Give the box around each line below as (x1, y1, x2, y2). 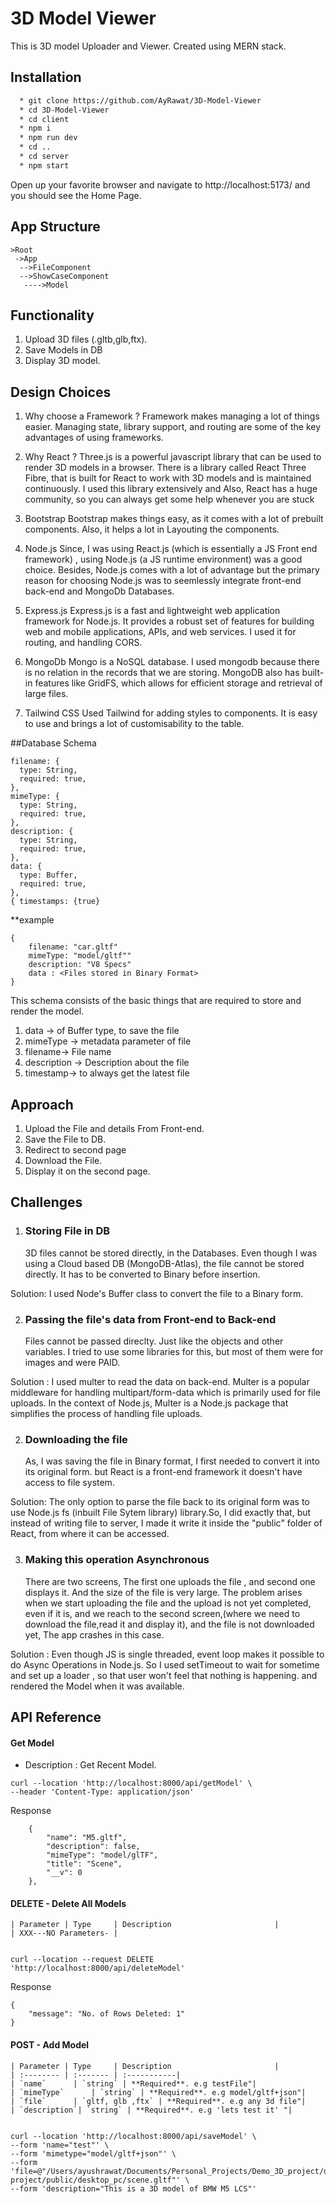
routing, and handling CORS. (24, 637, 143, 649)
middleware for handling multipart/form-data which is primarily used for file (10, 1386, 321, 1398)
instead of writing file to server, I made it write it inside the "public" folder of (10, 1517, 323, 1529)
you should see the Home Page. (10, 189, 142, 201)
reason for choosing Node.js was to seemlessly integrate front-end (24, 575, 302, 587)
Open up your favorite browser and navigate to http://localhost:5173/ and (10, 178, 311, 191)
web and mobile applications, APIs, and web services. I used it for (24, 626, 297, 638)
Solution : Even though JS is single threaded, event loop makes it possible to (10, 1648, 325, 1660)
